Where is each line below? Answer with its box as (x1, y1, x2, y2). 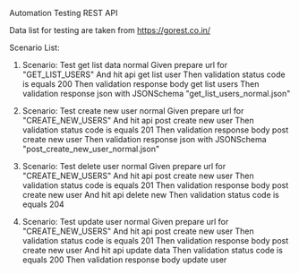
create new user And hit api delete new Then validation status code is (21, 190, 280, 200)
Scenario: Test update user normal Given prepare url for (21, 217, 229, 227)
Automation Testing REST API (9, 8, 118, 18)
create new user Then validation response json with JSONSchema (21, 134, 267, 144)
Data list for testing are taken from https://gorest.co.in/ (9, 25, 211, 35)
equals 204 (21, 199, 64, 210)
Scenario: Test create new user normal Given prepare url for (21, 106, 244, 116)
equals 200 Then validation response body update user (21, 254, 227, 265)
